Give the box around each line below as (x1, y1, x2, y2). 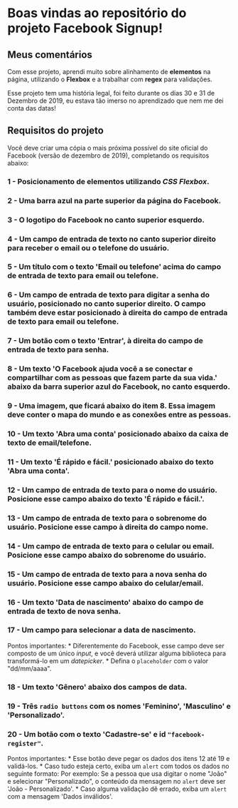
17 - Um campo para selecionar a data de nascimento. (7, 625, 197, 635)
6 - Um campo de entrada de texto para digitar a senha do (7, 290, 210, 300)
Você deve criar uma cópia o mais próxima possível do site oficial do (7, 143, 208, 152)
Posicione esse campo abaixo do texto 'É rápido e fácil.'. (7, 494, 205, 503)
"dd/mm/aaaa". (7, 664, 52, 673)
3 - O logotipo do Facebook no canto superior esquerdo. (7, 215, 205, 225)
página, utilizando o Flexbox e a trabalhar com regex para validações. (7, 75, 212, 83)
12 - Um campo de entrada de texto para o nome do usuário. (7, 485, 217, 495)
